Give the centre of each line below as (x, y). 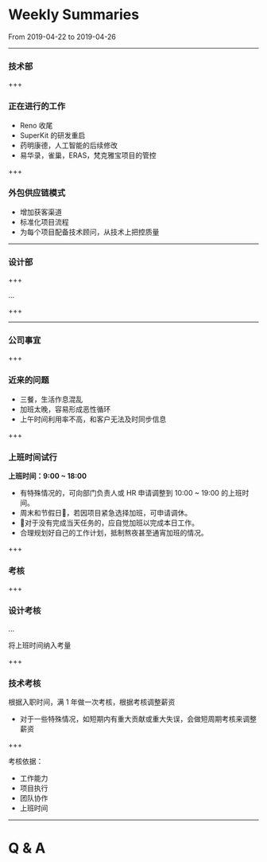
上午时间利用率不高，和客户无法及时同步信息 (93, 419)
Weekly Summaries (74, 15)
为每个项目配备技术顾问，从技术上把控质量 (89, 232)
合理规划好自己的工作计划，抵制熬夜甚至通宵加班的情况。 (114, 533)
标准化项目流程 (44, 221)
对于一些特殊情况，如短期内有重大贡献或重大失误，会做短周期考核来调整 (138, 719)
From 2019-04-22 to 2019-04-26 (62, 37)
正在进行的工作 (37, 107)
